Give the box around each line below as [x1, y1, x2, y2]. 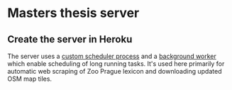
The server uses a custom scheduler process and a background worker [7, 52, 216, 60]
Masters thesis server [7, 5, 140, 21]
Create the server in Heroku [7, 33, 133, 45]
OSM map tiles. [7, 74, 52, 83]
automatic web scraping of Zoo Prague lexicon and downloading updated [7, 67, 222, 75]
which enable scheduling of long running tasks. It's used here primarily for [7, 60, 225, 68]
